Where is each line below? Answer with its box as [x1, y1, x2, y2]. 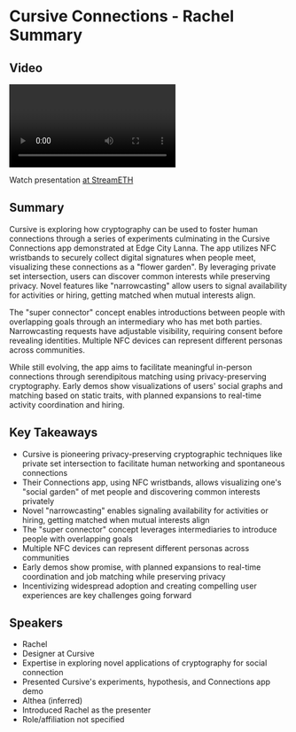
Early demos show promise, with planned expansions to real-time [21, 561, 261, 572]
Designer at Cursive [21, 649, 95, 659]
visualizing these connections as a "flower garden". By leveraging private [9, 261, 277, 272]
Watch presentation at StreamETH [9, 175, 134, 185]
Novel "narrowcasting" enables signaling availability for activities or [21, 505, 269, 516]
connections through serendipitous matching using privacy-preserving [9, 370, 268, 382]
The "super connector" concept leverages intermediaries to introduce [21, 524, 277, 534]
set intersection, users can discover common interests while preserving [9, 270, 270, 281]
